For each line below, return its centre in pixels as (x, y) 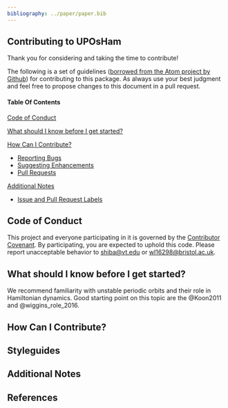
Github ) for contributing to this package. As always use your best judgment (114, 79)
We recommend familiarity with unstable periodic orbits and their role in (109, 290)
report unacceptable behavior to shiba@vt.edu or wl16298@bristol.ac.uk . (112, 252)
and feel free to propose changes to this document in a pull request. (104, 86)
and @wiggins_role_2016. (43, 306)
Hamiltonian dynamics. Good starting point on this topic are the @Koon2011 (114, 298)
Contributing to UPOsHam (64, 42)
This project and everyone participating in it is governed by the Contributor (114, 238)
